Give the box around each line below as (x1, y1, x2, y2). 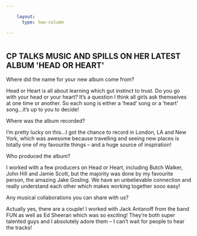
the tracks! (6, 224, 32, 231)
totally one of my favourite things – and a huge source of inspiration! (6, 141, 172, 149)
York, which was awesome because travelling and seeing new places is (6, 135, 179, 142)
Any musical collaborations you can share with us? (6, 194, 129, 201)
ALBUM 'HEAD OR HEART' (6, 60, 105, 70)
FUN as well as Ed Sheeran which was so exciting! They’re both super (6, 212, 175, 219)
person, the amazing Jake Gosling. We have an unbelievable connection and (6, 177, 191, 184)
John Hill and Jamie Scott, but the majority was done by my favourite (6, 170, 173, 177)
